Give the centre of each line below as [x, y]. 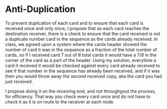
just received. [19, 81]
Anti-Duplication [40, 9]
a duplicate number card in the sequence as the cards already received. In [82, 39]
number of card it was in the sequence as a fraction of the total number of [81, 49]
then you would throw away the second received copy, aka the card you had [83, 76]
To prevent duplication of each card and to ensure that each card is [74, 23]
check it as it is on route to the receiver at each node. [60, 101]
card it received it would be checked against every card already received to [83, 65]
